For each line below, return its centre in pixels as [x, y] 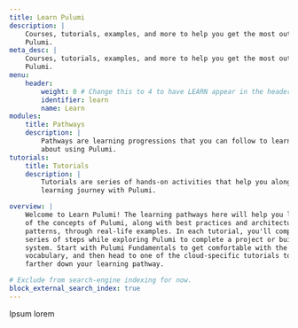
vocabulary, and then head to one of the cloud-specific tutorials [152, 256]
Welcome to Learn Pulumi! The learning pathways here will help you [154, 215]
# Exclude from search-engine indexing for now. [101, 280]
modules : [25, 116]
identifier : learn [75, 100]
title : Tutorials [57, 166]
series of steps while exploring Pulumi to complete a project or [150, 239]
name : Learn [63, 108]
